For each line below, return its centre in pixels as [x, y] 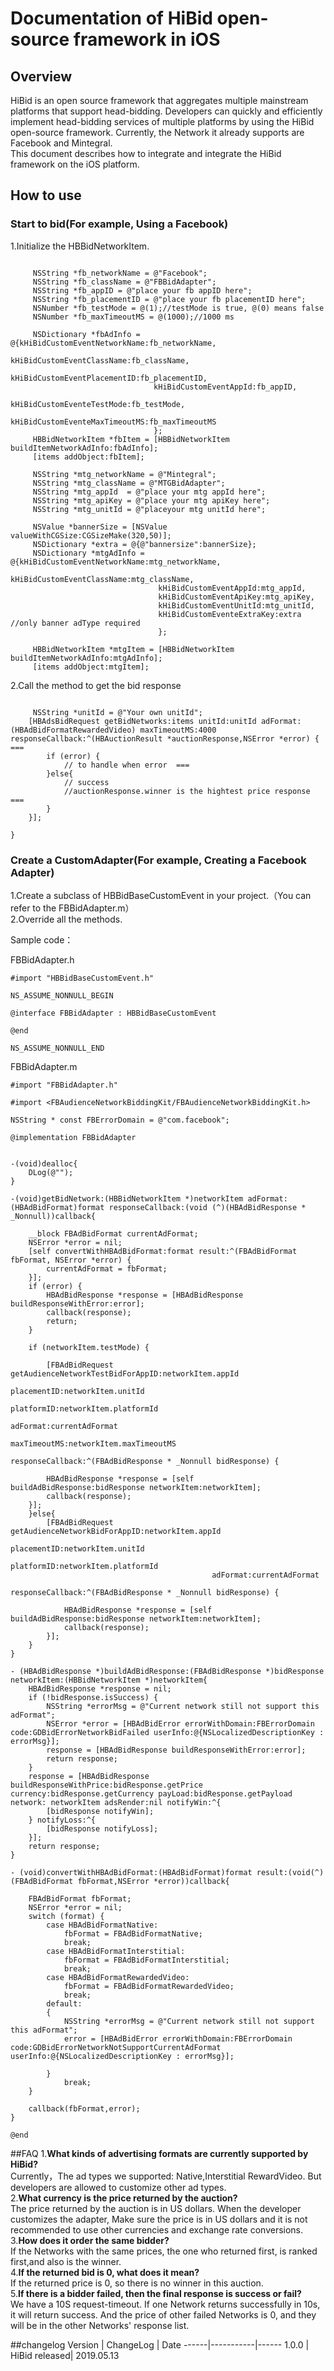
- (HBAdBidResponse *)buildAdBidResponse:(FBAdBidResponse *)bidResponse [167, 1671]
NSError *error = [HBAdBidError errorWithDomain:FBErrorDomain [180, 1723]
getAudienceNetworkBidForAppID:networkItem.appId [116, 1531]
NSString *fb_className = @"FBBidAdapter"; [124, 282]
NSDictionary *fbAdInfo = [86, 334]
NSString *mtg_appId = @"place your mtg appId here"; [149, 492]
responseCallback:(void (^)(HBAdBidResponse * [207, 1207]
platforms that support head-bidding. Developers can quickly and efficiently [166, 111]
